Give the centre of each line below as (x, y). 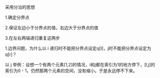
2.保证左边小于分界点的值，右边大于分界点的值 (52, 28)
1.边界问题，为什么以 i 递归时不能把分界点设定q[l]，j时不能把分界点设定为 (78, 48)
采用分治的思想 (20, 7)
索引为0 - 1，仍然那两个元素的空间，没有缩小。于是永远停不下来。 (71, 71)
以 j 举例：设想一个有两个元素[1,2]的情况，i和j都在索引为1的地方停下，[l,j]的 (80, 65)
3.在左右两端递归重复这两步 (33, 38)
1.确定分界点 (17, 17)
